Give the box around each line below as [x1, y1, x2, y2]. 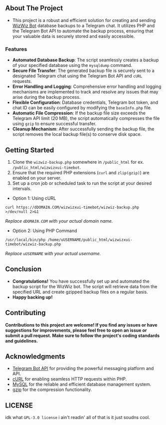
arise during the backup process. [12, 94, 81, 100]
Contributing [5, 309, 46, 317]
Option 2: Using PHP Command [12, 227, 77, 234]
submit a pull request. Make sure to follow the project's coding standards [5, 332, 160, 339]
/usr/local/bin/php [5, 237, 46, 242]
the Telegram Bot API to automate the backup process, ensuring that [12, 27, 154, 34]
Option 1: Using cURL [12, 195, 56, 201]
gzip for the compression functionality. [12, 387, 92, 393]
